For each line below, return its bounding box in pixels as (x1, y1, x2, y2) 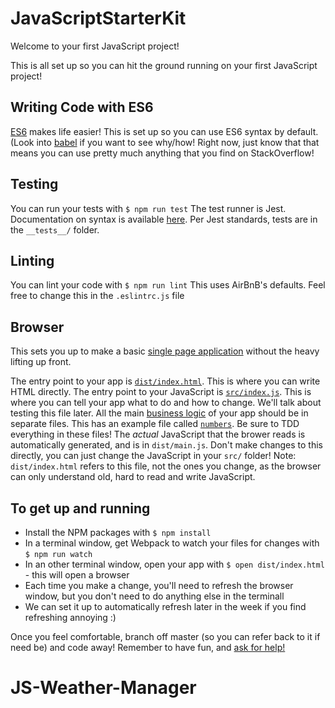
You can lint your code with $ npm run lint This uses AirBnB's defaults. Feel (10, 279, 326, 291)
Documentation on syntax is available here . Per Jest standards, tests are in (10, 213, 318, 225)
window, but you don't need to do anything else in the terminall (24, 590, 285, 602)
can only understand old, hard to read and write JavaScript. (10, 471, 256, 483)
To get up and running (10, 500, 151, 517)
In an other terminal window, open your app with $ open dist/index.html (24, 558, 325, 570)
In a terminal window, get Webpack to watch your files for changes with (24, 537, 320, 549)
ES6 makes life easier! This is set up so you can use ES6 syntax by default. (10, 125, 319, 137)
